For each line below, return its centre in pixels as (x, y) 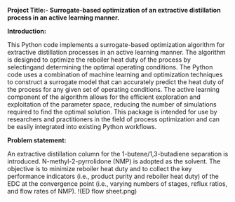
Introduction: (27, 31)
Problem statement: (37, 140)
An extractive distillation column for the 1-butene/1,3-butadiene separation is (118, 154)
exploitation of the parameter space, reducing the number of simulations (112, 104)
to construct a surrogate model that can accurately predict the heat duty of (116, 82)
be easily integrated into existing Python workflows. (82, 127)
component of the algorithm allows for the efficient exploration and (104, 97)
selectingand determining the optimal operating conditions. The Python (110, 67)
